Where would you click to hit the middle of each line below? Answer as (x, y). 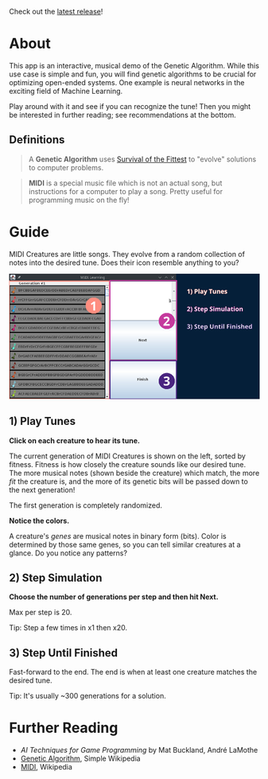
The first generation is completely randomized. (85, 505)
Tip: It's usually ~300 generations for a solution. (87, 696)
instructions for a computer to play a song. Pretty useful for (126, 191)
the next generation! (42, 489)
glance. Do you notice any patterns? (68, 553)
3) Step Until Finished (64, 653)
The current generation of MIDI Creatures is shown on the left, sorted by (127, 456)
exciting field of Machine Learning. (66, 91)
